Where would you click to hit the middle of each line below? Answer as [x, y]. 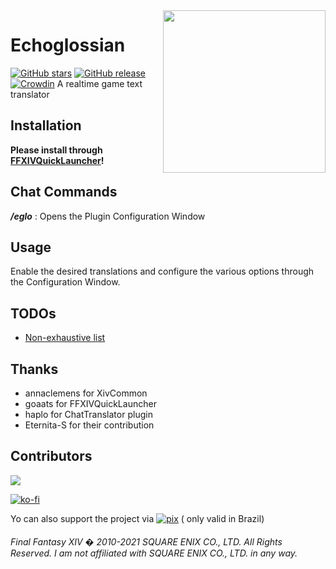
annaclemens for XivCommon [86, 393]
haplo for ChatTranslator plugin [88, 414]
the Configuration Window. [65, 282]
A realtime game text [99, 83]
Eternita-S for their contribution [89, 425]
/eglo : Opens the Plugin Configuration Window [108, 216]
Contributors [51, 456]
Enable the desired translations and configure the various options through [162, 271]
